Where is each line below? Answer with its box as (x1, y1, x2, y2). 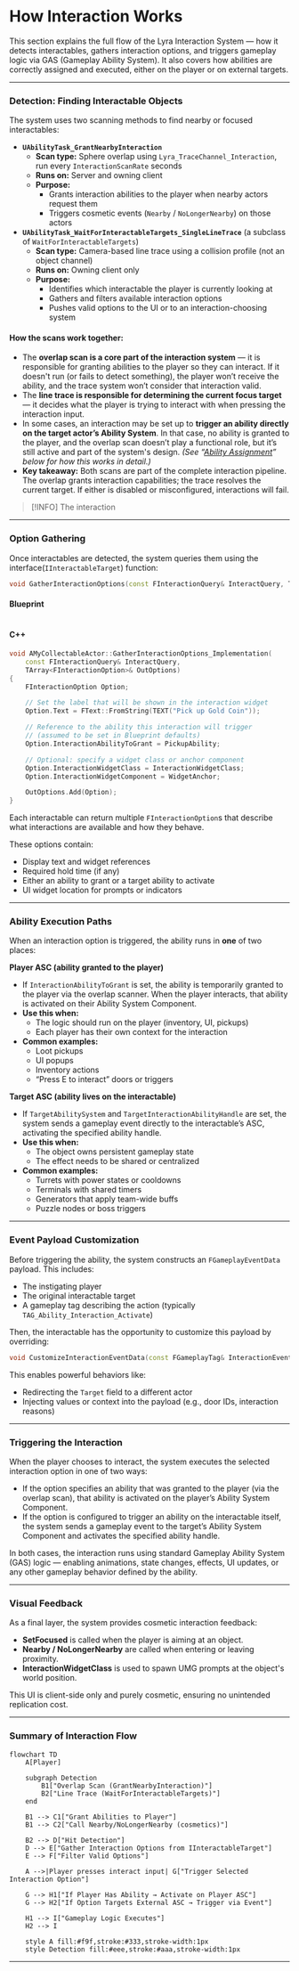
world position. (21, 1673, 77, 1683)
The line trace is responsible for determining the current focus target (21, 390, 282, 401)
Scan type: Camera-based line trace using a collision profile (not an (35, 246, 285, 257)
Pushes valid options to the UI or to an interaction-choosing (48, 303, 268, 314)
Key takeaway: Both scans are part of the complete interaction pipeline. (21, 466, 287, 476)
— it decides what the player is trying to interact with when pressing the (21, 399, 287, 411)
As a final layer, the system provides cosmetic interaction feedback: (9, 1617, 258, 1628)
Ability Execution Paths (9, 916, 113, 928)
